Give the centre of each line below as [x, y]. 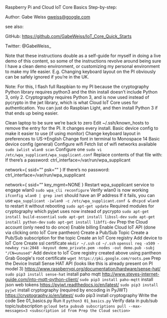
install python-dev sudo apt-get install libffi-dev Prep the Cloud [77, 222]
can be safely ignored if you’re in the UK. [47, 77]
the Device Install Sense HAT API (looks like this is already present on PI [79, 263]
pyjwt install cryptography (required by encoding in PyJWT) [67, 290]
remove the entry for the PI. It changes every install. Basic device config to [82, 128]
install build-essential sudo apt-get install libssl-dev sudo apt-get [80, 217]
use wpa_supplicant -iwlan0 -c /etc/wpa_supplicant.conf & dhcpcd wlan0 [82, 200]
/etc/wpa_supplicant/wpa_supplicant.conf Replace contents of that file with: [84, 155]
